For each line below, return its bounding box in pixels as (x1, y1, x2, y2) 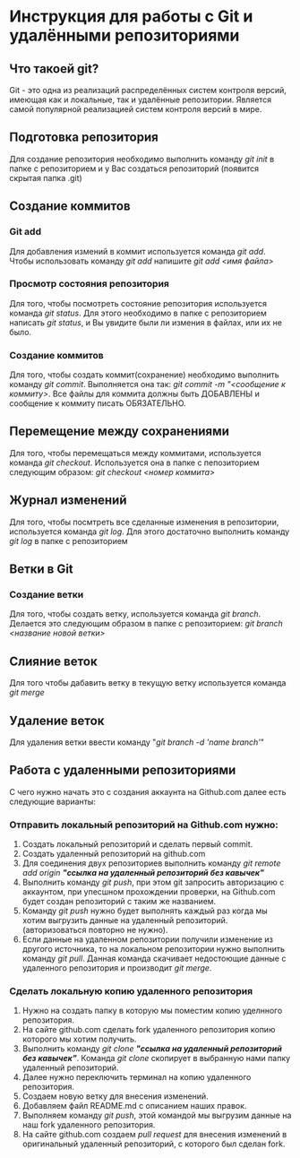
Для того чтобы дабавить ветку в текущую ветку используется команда (9, 678, 287, 688)
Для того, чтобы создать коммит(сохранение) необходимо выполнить (9, 369, 279, 380)
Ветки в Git (9, 562, 73, 577)
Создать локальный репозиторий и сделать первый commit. (21, 839, 253, 850)
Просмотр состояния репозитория (9, 278, 170, 290)
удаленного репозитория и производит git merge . (21, 963, 212, 973)
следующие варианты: (9, 796, 97, 807)
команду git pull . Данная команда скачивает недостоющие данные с (21, 953, 287, 964)
